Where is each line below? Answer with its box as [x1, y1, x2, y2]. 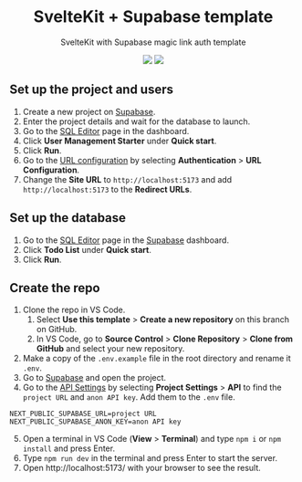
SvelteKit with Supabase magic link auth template [60, 37, 246, 47]
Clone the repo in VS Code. [22, 304, 126, 316]
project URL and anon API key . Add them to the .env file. [22, 392, 235, 403]
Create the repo [9, 280, 100, 296]
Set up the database [9, 210, 126, 225]
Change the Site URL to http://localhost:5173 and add [22, 173, 233, 184]
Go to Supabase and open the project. [22, 372, 167, 383]
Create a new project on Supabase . [22, 106, 156, 117]
